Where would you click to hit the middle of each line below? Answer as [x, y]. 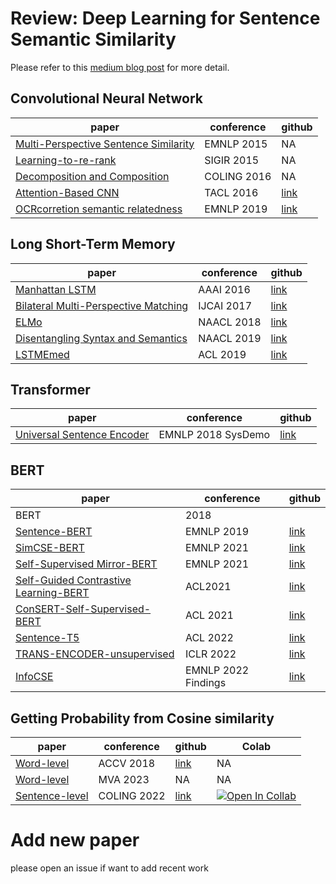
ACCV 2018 [127, 763]
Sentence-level [52, 795]
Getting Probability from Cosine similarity [142, 718]
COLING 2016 [238, 176]
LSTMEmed [42, 354]
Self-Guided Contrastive [73, 580]
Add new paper [75, 840]
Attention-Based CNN [67, 192]
